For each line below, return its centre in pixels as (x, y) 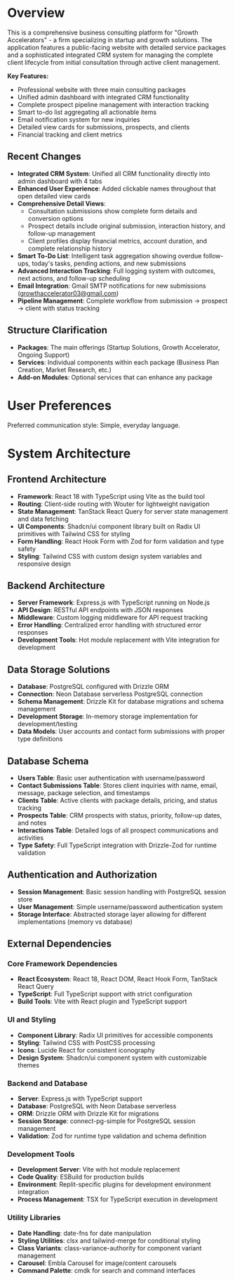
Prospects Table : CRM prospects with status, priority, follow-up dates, (120, 815)
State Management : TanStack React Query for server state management (123, 511)
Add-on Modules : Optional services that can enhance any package (115, 377)
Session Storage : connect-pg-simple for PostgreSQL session (106, 1121)
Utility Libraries (34, 1217)
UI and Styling (32, 1020)
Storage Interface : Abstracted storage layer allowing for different (112, 914)
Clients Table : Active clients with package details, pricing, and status (117, 800)
